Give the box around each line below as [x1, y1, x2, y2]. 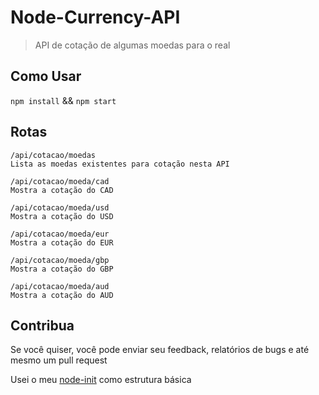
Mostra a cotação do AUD [10, 290, 114, 300]
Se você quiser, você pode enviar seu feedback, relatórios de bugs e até [10, 344, 310, 356]
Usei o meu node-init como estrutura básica [10, 374, 192, 386]
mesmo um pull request [10, 354, 108, 366]
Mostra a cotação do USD [10, 211, 114, 221]
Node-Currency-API [10, 6, 181, 29]
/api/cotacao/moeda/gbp [10, 255, 110, 265]
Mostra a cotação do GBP [10, 264, 114, 274]
